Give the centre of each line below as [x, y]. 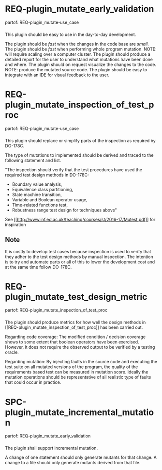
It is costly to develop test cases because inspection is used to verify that [78, 251]
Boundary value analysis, [37, 184]
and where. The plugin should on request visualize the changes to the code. [81, 65]
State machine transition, [37, 194]
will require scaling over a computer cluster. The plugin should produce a [78, 54]
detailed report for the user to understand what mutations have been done [79, 59]
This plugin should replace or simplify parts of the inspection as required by [80, 140]
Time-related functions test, [40, 205]
